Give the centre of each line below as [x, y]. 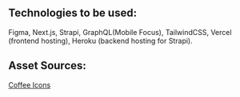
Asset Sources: [47, 66]
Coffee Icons [30, 85]
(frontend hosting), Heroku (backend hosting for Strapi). [101, 41]
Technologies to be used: [73, 13]
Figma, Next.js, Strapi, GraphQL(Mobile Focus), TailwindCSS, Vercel [120, 32]
